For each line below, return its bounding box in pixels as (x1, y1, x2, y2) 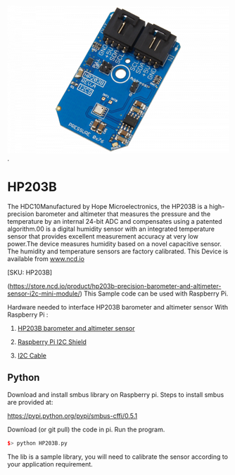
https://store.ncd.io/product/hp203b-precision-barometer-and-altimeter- (9, 281, 222, 290)
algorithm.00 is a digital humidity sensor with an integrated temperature (7, 224, 215, 233)
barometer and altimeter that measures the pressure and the (35, 210, 211, 218)
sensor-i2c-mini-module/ (7, 289, 80, 298)
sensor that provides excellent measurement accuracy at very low (7, 232, 198, 241)
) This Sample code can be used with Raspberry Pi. (80, 289, 229, 298)
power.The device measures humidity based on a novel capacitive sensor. (7, 239, 222, 248)
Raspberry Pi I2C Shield (17, 337, 87, 346)
